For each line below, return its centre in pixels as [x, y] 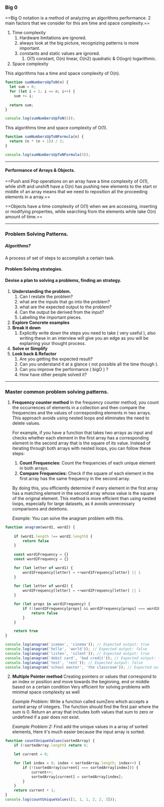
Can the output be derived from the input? [61, 312]
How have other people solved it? [53, 374]
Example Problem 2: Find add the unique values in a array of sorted [80, 727]
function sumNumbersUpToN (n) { [37, 82]
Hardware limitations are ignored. [53, 38]
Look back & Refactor [34, 353]
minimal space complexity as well [46, 692]
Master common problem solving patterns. [57, 392]
